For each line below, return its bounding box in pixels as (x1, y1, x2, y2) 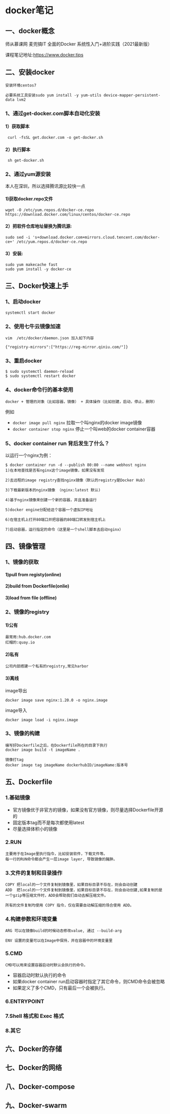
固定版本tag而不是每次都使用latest (12, 819, 85, 826)
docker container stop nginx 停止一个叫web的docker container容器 (12, 426, 156, 432)
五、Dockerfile (5, 778, 53, 786)
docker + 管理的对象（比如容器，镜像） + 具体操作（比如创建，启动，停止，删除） (5, 399, 157, 404)
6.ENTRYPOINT (5, 998, 45, 1005)
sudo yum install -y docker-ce (5, 267, 72, 272)
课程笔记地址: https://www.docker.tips (5, 52, 84, 57)
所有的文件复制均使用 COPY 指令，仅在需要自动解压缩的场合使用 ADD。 (5, 903, 134, 908)
